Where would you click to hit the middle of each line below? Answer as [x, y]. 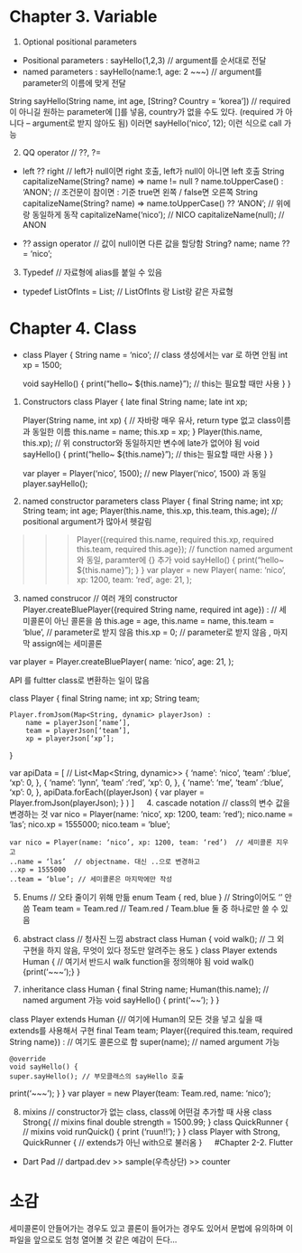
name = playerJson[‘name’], [78, 722]
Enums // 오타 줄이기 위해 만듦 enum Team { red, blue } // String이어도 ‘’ [152, 897]
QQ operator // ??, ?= [62, 152]
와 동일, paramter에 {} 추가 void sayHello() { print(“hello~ [180, 560]
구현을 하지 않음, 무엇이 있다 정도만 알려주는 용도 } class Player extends [150, 950]
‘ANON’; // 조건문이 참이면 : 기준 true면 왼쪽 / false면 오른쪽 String [140, 192]
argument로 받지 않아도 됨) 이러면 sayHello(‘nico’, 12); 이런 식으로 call [157, 123]
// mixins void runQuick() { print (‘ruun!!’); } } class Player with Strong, [151, 1131]
